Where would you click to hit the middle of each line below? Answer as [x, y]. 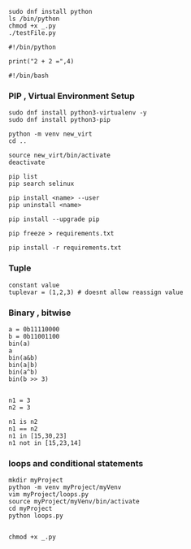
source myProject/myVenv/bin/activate [74, 502]
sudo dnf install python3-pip [60, 120]
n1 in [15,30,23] [38, 436]
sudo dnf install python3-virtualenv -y [78, 113]
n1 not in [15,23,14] [45, 443]
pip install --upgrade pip [54, 219]
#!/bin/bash [28, 76]
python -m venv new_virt [50, 134]
